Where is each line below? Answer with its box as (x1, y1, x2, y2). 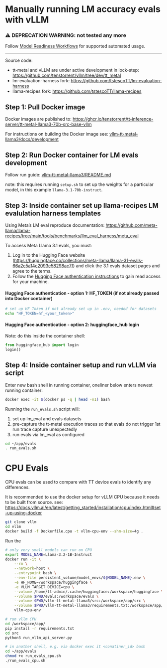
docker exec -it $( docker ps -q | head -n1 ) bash (5, 397, 110, 402)
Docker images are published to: (5, 116, 72, 122)
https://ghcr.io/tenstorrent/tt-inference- (73, 116, 154, 122)
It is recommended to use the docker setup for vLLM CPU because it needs (5, 494, 160, 500)
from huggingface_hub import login (5, 342, 79, 347)
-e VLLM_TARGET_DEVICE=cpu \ (14, 584, 75, 589)
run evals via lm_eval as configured (12, 431, 84, 437)
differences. (5, 485, 30, 491)
